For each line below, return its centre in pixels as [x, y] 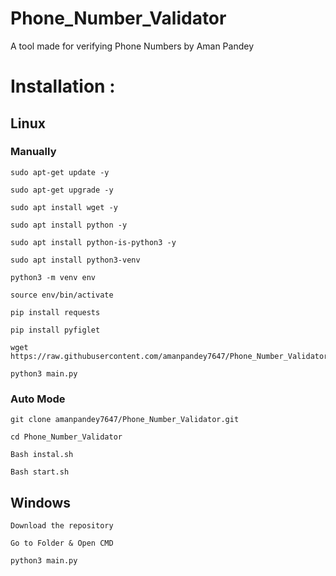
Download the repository [62, 525]
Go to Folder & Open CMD [62, 543]
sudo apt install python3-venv [75, 260]
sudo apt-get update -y [60, 172]
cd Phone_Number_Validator [66, 437]
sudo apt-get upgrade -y [62, 190]
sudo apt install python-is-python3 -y [93, 242]
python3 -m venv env [53, 277]
